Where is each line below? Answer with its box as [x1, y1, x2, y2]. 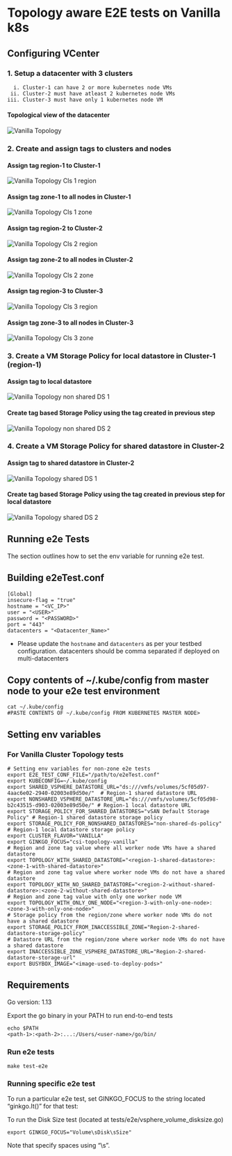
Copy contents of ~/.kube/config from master [7, 674, 210, 686]
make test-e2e [7, 1063, 49, 1070]
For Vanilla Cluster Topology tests [7, 749, 124, 759]
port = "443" [7, 621, 45, 628]
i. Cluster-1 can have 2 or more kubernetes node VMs [13, 84, 172, 91]
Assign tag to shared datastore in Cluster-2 [7, 458, 135, 468]
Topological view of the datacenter [7, 111, 110, 119]
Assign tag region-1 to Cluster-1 [7, 161, 101, 169]
